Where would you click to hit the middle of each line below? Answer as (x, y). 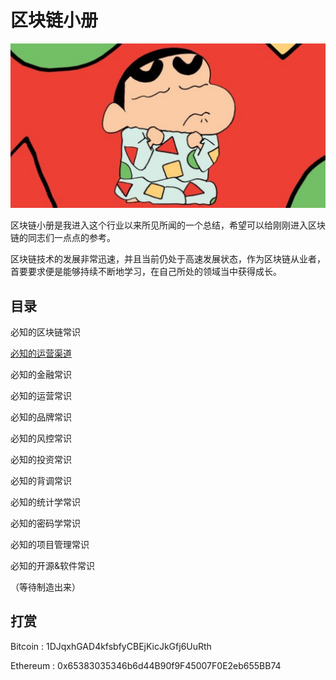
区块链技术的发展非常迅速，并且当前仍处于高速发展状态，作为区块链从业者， (168, 259)
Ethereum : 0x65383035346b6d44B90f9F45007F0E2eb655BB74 (146, 665)
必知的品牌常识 (41, 417)
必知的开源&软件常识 (53, 566)
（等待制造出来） (45, 587)
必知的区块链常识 (45, 332)
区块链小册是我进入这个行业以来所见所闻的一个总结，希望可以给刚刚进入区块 (168, 225)
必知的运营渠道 (41, 353)
